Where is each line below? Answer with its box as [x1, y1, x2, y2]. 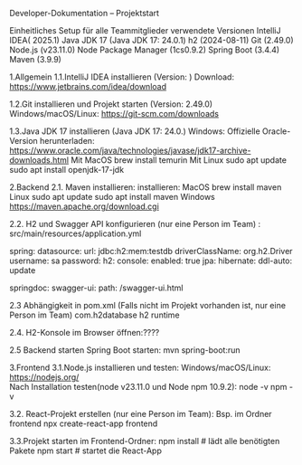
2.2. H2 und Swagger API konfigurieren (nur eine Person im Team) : [9, 219, 261, 229]
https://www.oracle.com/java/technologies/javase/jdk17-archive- [9, 145, 251, 156]
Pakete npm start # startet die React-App [9, 445, 163, 456]
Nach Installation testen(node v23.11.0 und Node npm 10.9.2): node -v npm [9, 382, 288, 392]
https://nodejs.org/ [9, 372, 80, 383]
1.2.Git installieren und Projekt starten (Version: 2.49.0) [9, 99, 213, 109]
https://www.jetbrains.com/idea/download [9, 81, 167, 91]
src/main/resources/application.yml [9, 228, 142, 239]
